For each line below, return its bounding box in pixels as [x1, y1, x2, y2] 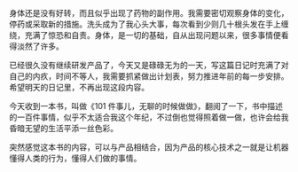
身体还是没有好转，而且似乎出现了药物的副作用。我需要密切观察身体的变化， [9, 8, 289, 18]
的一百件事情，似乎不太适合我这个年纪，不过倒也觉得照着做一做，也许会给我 [9, 112, 289, 122]
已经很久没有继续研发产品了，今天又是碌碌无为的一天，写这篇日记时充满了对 [9, 60, 289, 70]
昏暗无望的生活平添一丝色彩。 [9, 123, 118, 133]
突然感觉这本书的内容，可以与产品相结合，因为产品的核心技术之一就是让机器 [9, 142, 289, 152]
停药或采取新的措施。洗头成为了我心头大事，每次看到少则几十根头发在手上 [9, 19, 281, 29]
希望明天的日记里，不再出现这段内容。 [9, 82, 149, 92]
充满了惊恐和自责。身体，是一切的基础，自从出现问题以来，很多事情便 [24, 30, 281, 40]
